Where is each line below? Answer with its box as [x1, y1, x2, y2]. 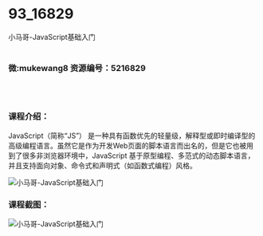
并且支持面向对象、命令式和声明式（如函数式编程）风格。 [8, 160, 197, 170]
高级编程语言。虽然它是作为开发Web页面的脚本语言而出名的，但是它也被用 [8, 140, 253, 150]
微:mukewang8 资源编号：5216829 [8, 62, 146, 73]
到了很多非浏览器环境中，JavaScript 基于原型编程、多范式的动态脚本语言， [8, 151, 255, 160]
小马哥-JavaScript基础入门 [8, 32, 96, 41]
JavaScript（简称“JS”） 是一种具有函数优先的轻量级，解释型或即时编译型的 [8, 131, 256, 140]
